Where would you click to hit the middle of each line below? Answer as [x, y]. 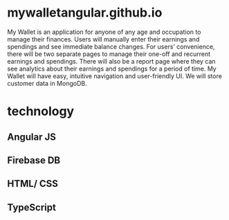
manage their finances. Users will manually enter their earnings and [103, 39]
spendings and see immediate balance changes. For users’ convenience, [111, 46]
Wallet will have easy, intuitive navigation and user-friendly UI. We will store [115, 76]
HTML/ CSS [33, 184]
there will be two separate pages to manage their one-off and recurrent [109, 54]
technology [41, 111]
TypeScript [32, 207]
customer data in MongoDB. [47, 83]
